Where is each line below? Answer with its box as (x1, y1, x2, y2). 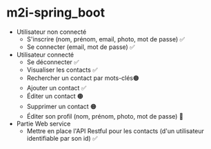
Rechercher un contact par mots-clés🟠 (26, 74, 139, 82)
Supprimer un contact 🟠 (26, 102, 97, 110)
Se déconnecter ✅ (26, 57, 80, 66)
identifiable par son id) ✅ (26, 134, 98, 142)
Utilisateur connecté (16, 50, 74, 59)
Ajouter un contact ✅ (26, 83, 87, 92)
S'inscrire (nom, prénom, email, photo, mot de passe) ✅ (26, 34, 185, 43)
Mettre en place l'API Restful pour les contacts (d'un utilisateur (26, 126, 205, 135)
